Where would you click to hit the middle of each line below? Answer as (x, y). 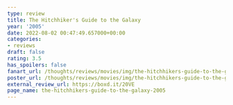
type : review (26, 13)
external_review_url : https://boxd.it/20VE (71, 84)
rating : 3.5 (24, 59)
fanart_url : (24, 71)
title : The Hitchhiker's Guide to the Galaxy (74, 20)
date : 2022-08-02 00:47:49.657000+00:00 (67, 33)
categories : (24, 39)
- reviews (21, 46)
